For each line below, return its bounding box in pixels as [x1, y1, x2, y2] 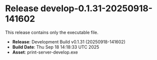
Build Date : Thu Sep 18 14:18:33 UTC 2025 [12, 44, 100, 50]
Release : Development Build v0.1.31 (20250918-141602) [12, 39, 126, 44]
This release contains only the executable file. [5, 29, 99, 35]
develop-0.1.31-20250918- [40, 3, 153, 14]
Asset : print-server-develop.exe [12, 49, 78, 55]
